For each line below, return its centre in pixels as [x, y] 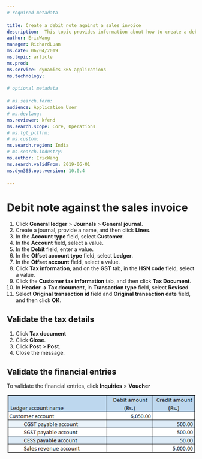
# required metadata [33, 13]
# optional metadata [33, 89]
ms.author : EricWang [33, 158]
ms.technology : [26, 76]
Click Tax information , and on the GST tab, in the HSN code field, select [105, 268]
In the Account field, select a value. [60, 243]
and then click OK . [38, 300]
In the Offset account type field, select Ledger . [74, 256]
